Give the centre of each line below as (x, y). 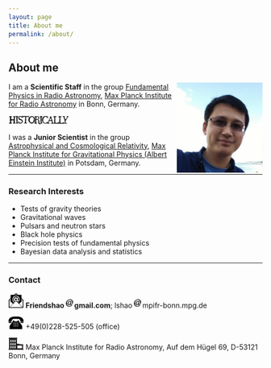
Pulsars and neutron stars (63, 225)
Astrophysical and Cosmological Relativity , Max (87, 146)
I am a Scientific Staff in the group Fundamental (89, 87)
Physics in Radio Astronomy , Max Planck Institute (90, 96)
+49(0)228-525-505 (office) (73, 326)
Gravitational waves (53, 217)
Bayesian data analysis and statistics (81, 251)
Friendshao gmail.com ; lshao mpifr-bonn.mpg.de (116, 305)
